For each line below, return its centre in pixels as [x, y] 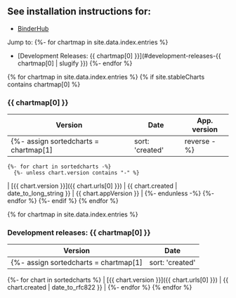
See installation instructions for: [79, 12]
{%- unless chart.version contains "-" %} [77, 173]
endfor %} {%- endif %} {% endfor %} [63, 201]
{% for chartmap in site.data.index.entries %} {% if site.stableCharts [106, 77]
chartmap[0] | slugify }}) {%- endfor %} [75, 63]
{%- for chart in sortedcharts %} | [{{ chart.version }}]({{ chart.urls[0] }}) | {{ [118, 280]
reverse [197, 141]
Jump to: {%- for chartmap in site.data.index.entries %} [88, 42]
